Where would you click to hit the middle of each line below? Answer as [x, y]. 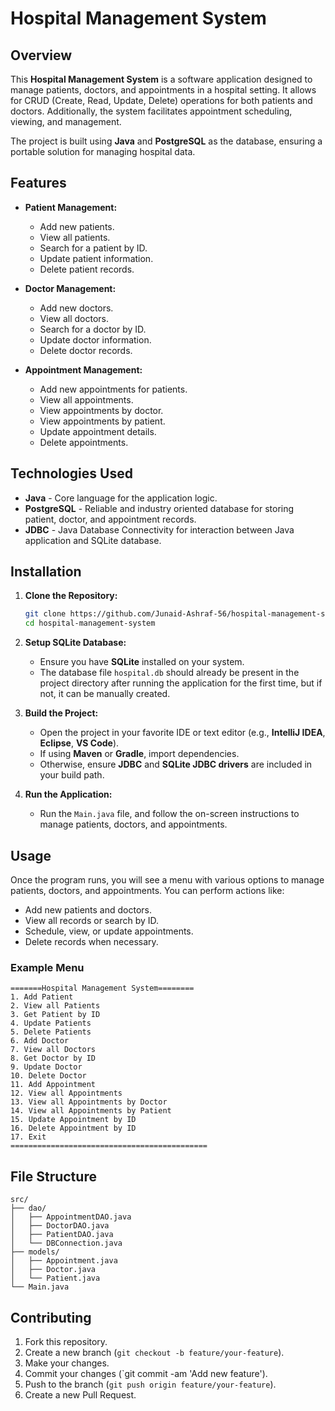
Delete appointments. [84, 442]
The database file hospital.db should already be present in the [169, 673]
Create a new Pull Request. [80, 1394]
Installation [46, 572]
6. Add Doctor [40, 1041]
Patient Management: [71, 207]
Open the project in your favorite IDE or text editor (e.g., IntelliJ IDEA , [182, 733]
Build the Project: [61, 713]
